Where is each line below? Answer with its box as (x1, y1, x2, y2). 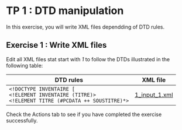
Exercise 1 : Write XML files (6, 40, 107, 50)
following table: (6, 62, 43, 69)
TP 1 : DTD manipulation (6, 4, 124, 17)
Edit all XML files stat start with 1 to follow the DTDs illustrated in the (6, 55, 170, 62)
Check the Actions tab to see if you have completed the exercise (6, 111, 162, 118)
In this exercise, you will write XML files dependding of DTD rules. (6, 23, 165, 30)
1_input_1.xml (134, 90, 173, 99)
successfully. (6, 117, 38, 124)
